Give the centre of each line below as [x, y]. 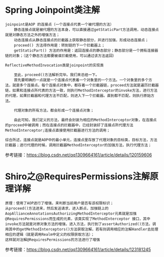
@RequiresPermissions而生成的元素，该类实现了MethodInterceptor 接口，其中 [78, 219]
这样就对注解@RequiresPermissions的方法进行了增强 [53, 240]
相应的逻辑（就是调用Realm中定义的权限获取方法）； [50, 234]
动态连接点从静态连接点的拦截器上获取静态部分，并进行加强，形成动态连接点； [81, 40]
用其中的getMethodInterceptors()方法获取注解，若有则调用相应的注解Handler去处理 [82, 229]
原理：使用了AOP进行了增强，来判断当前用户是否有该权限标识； [59, 203]
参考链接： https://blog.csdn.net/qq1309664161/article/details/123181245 [78, 249]
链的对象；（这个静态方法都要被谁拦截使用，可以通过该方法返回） [61, 56]
